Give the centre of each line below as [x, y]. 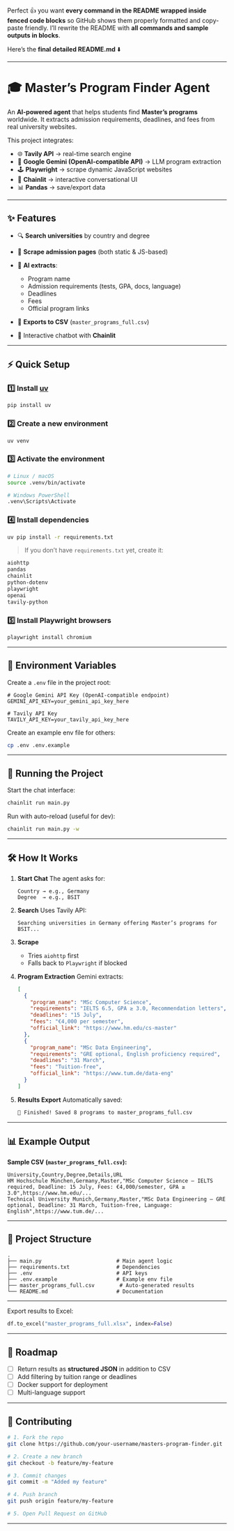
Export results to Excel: [40, 1311]
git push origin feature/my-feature [60, 1501]
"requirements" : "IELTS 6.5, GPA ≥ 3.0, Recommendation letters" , [128, 1009]
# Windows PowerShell [39, 495]
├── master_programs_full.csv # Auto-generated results [101, 1286]
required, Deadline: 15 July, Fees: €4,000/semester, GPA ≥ [96, 1187]
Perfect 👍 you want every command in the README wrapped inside [107, 10]
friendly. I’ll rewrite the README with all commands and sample [117, 28]
